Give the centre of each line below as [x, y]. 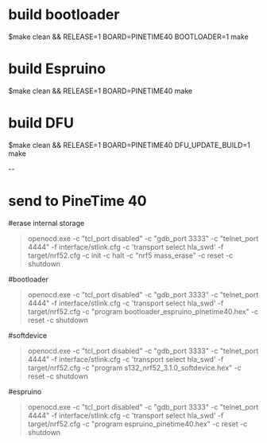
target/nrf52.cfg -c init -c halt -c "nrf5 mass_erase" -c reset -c [130, 255]
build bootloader [64, 15]
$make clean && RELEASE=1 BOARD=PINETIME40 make [101, 91]
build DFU [41, 123]
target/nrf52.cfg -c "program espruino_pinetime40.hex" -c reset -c [137, 424]
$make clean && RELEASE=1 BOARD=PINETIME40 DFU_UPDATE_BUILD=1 [129, 145]
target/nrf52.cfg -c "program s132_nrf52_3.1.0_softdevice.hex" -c [134, 367]
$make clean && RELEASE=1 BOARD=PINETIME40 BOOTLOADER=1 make [128, 37]
